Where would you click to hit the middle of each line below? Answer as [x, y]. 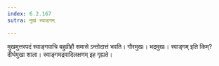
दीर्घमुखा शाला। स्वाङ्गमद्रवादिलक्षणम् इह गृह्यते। [60, 54]
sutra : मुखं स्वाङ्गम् [31, 20]
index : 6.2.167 [29, 14]
